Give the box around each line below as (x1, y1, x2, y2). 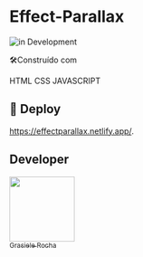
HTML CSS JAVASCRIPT (9, 75, 101, 86)
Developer (9, 152, 70, 167)
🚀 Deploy (9, 101, 62, 117)
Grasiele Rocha (9, 241, 57, 250)
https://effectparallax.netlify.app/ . (9, 125, 134, 137)
